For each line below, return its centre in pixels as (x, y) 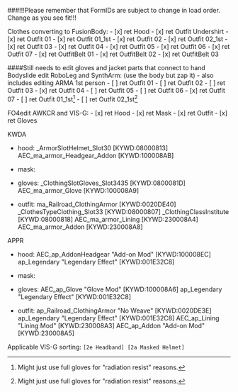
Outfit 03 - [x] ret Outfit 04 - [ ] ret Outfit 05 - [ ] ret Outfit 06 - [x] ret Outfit (116, 90)
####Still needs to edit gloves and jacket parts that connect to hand (106, 68)
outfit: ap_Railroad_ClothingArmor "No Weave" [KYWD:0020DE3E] (114, 310)
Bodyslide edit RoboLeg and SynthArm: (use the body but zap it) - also (110, 75)
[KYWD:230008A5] (46, 333)
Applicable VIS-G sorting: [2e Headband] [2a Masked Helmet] (96, 347)
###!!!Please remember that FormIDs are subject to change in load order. (114, 10)
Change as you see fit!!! (42, 18)
